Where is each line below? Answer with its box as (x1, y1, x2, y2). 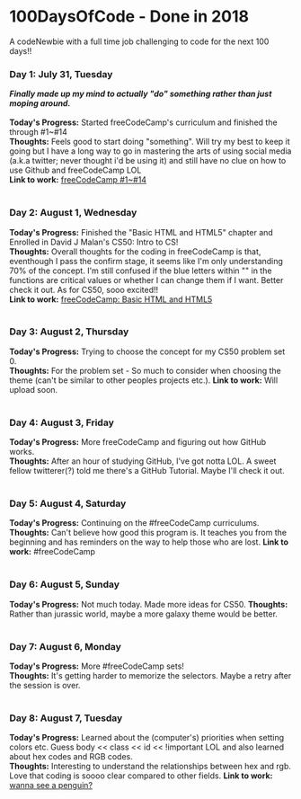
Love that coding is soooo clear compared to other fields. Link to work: (9, 770, 273, 781)
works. (9, 447, 35, 457)
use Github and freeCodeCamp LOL (9, 164, 142, 176)
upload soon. (9, 384, 58, 395)
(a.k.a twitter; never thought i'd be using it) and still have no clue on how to (9, 155, 287, 166)
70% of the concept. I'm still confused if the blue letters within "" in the (9, 265, 272, 276)
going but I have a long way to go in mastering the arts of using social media (9, 146, 292, 156)
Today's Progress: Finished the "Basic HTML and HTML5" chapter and (9, 226, 274, 237)
